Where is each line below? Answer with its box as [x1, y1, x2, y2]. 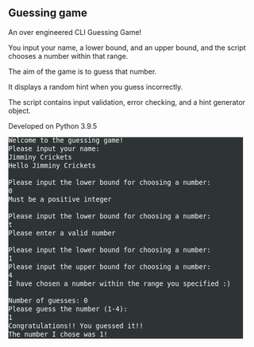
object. [8, 106, 32, 115]
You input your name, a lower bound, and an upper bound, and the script [8, 43, 246, 52]
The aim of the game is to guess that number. [8, 67, 157, 76]
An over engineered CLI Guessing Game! [8, 27, 142, 37]
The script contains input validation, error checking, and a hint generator [8, 97, 246, 106]
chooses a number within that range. [8, 51, 129, 60]
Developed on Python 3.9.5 [8, 121, 98, 130]
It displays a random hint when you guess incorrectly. [8, 82, 183, 91]
